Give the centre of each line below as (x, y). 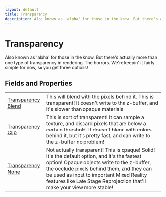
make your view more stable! (80, 188)
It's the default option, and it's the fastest (94, 156)
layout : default (22, 10)
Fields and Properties (39, 83)
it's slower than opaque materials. (85, 109)
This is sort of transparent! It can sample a (95, 117)
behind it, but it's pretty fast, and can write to (98, 136)
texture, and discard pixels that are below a (96, 124)
